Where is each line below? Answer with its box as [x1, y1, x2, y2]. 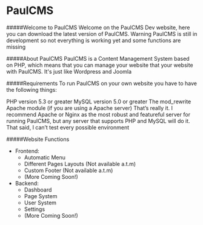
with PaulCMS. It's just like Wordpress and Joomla [6, 67, 132, 75]
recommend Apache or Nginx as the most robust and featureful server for [6, 111, 191, 118]
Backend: [15, 179, 39, 187]
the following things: [6, 86, 58, 93]
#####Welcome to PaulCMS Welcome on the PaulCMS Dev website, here [6, 24, 190, 31]
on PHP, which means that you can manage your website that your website [6, 61, 194, 69]
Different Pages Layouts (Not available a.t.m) [24, 160, 136, 167]
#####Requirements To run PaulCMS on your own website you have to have [6, 80, 197, 87]
